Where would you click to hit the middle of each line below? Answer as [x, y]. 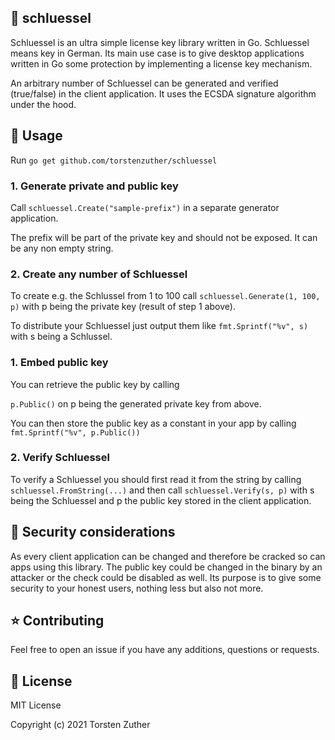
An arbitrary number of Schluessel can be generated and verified [144, 83]
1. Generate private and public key [94, 186]
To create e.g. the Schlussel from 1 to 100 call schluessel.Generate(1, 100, [165, 296]
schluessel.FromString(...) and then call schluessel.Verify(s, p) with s [162, 490]
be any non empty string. [62, 248]
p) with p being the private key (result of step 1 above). [123, 307]
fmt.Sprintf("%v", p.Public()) [75, 432]
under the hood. [43, 104]
